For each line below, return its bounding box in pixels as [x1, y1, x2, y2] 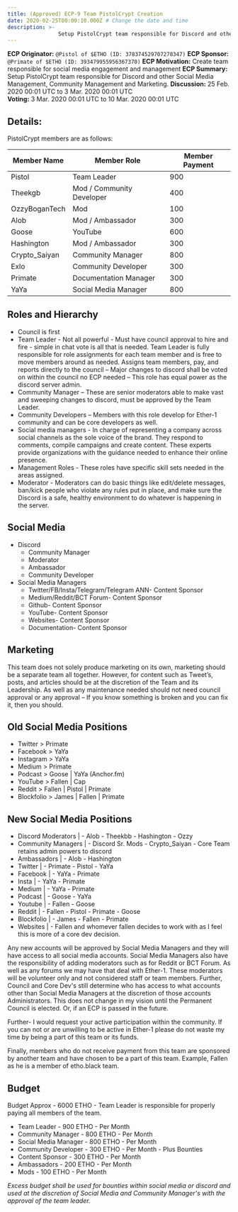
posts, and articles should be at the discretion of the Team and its [7, 678, 199, 686]
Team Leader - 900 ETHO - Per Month [17, 1122, 130, 1130]
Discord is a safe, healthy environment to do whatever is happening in [17, 493, 222, 502]
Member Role [94, 155, 141, 165]
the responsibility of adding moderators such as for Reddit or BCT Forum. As [7, 959, 231, 967]
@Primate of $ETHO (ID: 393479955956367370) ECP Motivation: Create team [7, 57, 229, 66]
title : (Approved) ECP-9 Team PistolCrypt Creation [7, 10, 163, 18]
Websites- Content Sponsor [28, 615, 110, 624]
